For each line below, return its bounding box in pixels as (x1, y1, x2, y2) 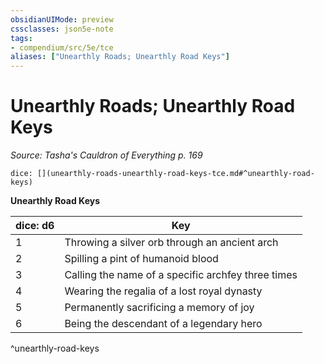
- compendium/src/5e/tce (10, 42, 114, 53)
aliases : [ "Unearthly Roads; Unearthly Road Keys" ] (10, 52, 230, 62)
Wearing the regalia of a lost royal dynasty (64, 284, 263, 298)
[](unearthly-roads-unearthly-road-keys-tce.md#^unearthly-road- (36, 169, 315, 179)
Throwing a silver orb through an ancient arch (64, 236, 279, 250)
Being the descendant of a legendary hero (64, 317, 263, 331)
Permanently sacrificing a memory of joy (64, 301, 255, 315)
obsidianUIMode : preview (10, 14, 114, 25)
